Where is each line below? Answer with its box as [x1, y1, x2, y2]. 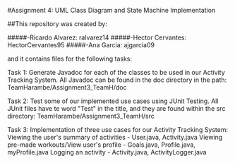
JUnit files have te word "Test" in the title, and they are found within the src [7, 104, 226, 112]
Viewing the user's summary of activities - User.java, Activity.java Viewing [7, 133, 223, 141]
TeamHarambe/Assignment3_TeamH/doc [7, 83, 127, 91]
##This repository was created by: [7, 20, 108, 28]
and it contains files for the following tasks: [7, 54, 133, 63]
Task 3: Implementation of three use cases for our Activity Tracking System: [7, 126, 228, 133]
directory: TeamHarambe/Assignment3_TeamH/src [7, 112, 155, 120]
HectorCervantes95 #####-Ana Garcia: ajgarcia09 [7, 41, 155, 49]
